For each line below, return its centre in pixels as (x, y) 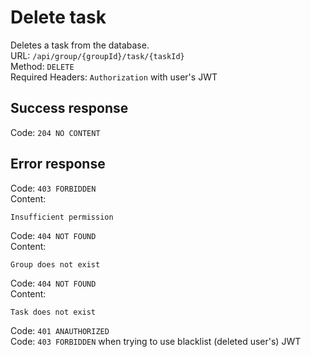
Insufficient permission (62, 217)
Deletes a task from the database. (80, 45)
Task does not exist (53, 312)
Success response (69, 108)
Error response (58, 164)
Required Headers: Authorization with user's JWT (114, 77)
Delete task (58, 17)
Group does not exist (55, 264)
